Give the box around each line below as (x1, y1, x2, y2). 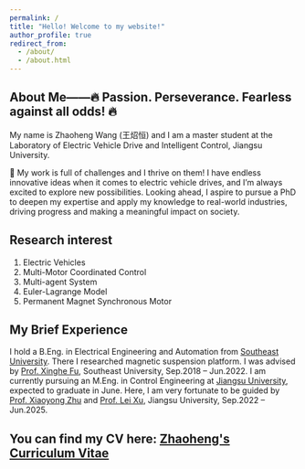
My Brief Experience (9, 322, 128, 338)
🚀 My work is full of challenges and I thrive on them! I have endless (9, 166, 262, 178)
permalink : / (9, 13, 59, 23)
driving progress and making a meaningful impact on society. (9, 206, 240, 217)
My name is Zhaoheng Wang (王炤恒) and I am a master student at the (9, 129, 273, 140)
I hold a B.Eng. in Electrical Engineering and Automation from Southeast (9, 346, 279, 357)
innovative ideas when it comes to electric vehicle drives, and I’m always (9, 176, 283, 187)
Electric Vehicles (22, 257, 86, 268)
